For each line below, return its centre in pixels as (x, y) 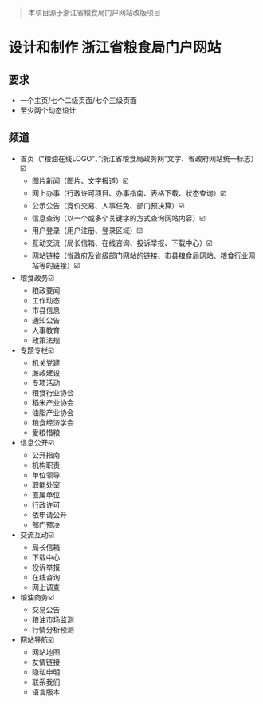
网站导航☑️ (37, 639)
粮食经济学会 (53, 422)
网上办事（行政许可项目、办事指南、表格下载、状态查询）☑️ (129, 193)
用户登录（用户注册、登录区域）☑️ (87, 230)
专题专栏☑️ (37, 350)
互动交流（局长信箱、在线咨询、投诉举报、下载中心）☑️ (122, 243)
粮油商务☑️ (37, 597)
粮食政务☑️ (37, 278)
